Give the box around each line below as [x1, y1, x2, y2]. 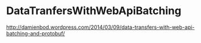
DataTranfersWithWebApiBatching [6, 4, 181, 18]
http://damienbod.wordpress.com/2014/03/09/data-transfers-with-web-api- [6, 24, 195, 31]
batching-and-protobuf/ [6, 29, 65, 37]
